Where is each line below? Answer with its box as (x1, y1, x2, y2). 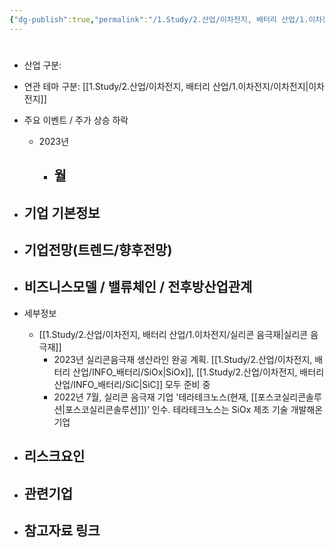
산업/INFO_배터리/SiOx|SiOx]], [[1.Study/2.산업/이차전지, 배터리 (72, 366, 325, 378)
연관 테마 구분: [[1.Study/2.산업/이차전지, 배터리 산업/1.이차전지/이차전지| (23, 80, 309, 92)
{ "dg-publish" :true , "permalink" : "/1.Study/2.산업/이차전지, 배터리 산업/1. (9, 14, 309, 25)
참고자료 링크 (23, 522, 101, 539)
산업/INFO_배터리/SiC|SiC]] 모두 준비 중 (53, 378, 211, 390)
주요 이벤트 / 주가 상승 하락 (23, 114, 129, 126)
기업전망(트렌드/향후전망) (23, 241, 173, 258)
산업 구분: (23, 59, 62, 71)
